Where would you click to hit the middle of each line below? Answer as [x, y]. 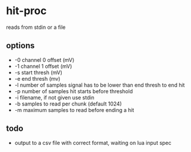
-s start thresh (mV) [38, 72]
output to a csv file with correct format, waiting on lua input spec [93, 143]
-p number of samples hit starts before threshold [74, 91]
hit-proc [26, 11]
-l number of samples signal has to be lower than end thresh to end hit [100, 85]
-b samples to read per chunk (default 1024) [68, 104]
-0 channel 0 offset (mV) [44, 60]
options [21, 46]
